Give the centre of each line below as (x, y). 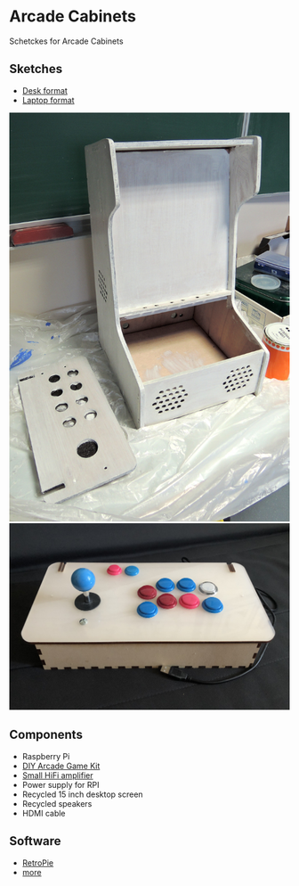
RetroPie (38, 863)
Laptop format (48, 100)
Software (35, 841)
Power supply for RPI (61, 784)
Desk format (45, 90)
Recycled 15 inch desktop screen (83, 794)
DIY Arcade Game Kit (61, 766)
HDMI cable (44, 813)
